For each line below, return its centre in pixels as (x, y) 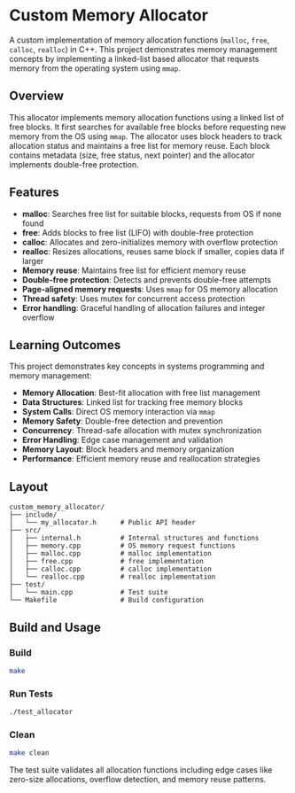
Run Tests (31, 694)
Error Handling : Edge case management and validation (122, 440)
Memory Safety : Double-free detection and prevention (122, 421)
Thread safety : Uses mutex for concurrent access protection (133, 299)
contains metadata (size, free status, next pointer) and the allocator (132, 155)
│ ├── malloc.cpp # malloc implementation (111, 554)
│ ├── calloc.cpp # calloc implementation (111, 569)
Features (34, 193)
